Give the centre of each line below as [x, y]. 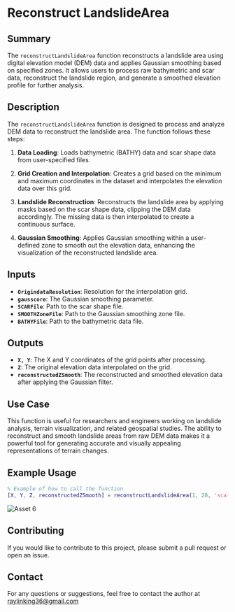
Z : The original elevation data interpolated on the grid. [95, 367]
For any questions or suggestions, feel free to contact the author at [104, 594]
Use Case [29, 404]
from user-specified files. [54, 159]
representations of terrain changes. [58, 451]
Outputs [26, 343]
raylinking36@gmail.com [43, 601]
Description [33, 107]
